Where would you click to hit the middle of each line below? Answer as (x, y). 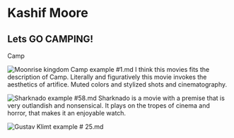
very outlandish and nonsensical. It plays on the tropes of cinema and (109, 106)
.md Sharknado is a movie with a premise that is (155, 98)
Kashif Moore (48, 13)
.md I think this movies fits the (166, 69)
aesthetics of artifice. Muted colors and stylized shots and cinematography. (117, 84)
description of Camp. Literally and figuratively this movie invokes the (107, 77)
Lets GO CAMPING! (51, 39)
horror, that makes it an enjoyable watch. (66, 113)
